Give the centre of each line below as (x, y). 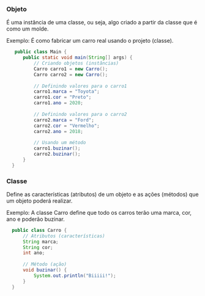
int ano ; (34, 253)
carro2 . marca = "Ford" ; (64, 120)
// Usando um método (60, 143)
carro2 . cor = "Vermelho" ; (66, 126)
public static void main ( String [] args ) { (77, 58)
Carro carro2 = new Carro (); (71, 74)
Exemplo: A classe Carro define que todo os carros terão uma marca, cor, (99, 212)
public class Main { (41, 52)
